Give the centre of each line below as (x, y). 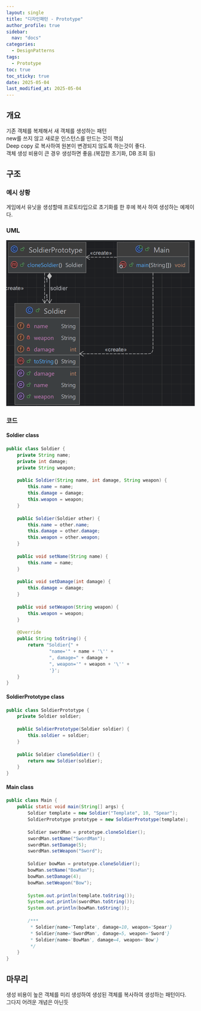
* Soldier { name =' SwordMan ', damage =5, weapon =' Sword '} (100, 934)
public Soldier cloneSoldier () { (59, 754)
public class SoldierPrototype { (48, 710)
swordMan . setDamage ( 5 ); (57, 845)
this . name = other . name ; (59, 525)
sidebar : (17, 32)
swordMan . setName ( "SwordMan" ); (67, 838)
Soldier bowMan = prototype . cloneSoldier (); (84, 864)
